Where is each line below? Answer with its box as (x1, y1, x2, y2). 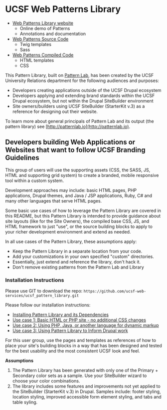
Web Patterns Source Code (12, 36, 69, 42)
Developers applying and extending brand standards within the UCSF (12, 92, 155, 98)
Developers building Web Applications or (5, 138, 136, 146)
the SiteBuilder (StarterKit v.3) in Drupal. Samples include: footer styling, (12, 388, 161, 394)
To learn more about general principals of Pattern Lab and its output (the (5, 118, 154, 124)
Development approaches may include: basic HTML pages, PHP (5, 187, 137, 193)
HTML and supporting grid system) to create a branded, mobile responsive (5, 172, 159, 178)
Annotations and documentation (19, 30, 86, 36)
